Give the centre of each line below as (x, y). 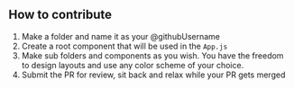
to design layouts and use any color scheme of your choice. (133, 65)
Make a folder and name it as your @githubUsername (121, 36)
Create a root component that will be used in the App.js (124, 46)
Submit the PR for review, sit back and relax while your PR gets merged (153, 75)
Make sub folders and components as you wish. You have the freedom (152, 55)
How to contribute (60, 15)
